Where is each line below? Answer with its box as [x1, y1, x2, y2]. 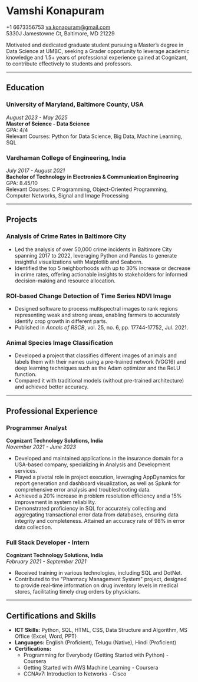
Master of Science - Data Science [6, 120, 90, 127]
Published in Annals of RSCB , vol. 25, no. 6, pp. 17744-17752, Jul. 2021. [14, 324, 189, 331]
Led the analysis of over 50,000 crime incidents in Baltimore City [14, 246, 172, 253]
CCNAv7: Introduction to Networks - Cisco [23, 670, 127, 677]
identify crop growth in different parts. [14, 317, 108, 325]
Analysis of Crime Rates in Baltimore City [6, 232, 127, 240]
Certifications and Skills [6, 611, 96, 621]
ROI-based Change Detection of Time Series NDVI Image [6, 292, 171, 300]
